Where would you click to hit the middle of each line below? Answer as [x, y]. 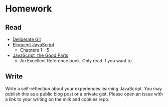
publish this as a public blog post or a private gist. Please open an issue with [84, 94]
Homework [29, 9]
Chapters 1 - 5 [35, 50]
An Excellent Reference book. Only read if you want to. [76, 61]
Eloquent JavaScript [33, 45]
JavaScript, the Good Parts [40, 55]
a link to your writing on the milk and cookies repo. [57, 99]
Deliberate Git [27, 39]
